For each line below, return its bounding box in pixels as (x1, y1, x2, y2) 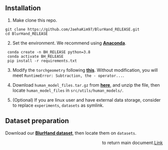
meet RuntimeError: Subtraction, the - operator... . (12, 72, 124, 78)
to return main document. (101, 140, 154, 146)
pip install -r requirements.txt (7, 58, 77, 63)
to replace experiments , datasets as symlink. (12, 102, 104, 108)
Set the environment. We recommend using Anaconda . (12, 40, 126, 46)
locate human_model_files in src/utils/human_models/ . (12, 87, 124, 93)
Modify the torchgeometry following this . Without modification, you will (12, 67, 158, 73)
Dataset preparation (5, 117, 69, 125)
